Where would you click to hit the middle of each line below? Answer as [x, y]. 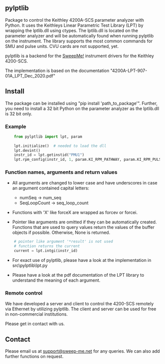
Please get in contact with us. [35, 324]
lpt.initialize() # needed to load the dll [60, 146]
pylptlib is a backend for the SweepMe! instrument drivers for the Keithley [80, 56]
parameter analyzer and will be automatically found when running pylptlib [79, 36]
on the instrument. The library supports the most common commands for [79, 41]
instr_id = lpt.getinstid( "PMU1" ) [49, 155]
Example [16, 126]
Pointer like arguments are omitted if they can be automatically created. [84, 222]
